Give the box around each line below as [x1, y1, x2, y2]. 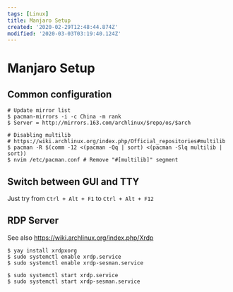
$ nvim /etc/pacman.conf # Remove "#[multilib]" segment [7, 157, 179, 164]
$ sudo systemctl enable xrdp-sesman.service [7, 259, 143, 267]
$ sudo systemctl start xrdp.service [7, 272, 119, 279]
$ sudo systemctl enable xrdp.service [7, 253, 121, 260]
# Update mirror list [7, 107, 71, 114]
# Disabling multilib [7, 132, 71, 139]
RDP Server [7, 214, 59, 226]
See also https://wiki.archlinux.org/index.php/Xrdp [7, 233, 154, 242]
